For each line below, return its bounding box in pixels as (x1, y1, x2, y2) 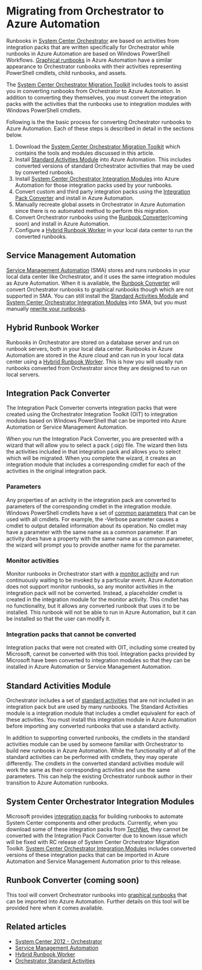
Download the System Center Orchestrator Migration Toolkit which (14, 143, 181, 150)
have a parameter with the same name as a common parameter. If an (6, 528, 177, 536)
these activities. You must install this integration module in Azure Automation (6, 716, 197, 723)
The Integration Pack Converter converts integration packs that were (6, 404, 177, 412)
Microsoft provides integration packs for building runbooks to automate (6, 812, 184, 820)
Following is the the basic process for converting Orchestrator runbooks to (6, 118, 192, 125)
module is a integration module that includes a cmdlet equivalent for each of (6, 709, 196, 717)
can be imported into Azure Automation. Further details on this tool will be (6, 897, 190, 905)
